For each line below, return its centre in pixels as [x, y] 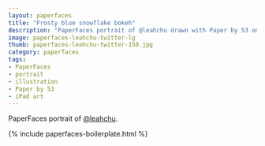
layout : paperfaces [40, 15]
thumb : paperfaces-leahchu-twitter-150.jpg [81, 45]
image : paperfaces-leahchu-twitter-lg [72, 37]
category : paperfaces [44, 52]
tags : [17, 60]
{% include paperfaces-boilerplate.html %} [78, 134]
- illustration [33, 81]
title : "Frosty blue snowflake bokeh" [72, 23]
